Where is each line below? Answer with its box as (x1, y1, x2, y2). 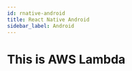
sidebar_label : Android (7, 22, 75, 29)
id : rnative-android (7, 9, 66, 17)
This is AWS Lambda (7, 51, 126, 67)
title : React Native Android (7, 16, 90, 23)
